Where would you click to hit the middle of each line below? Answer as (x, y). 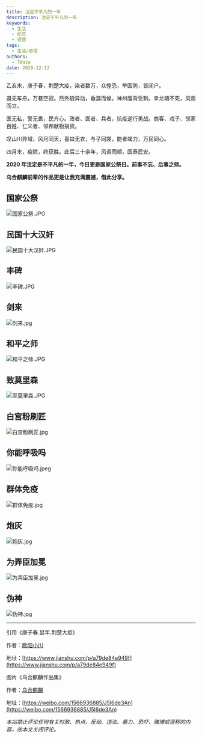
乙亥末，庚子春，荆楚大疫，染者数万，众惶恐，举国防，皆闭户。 (85, 85)
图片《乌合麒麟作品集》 (35, 677)
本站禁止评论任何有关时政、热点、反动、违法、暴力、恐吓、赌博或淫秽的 (96, 722)
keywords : (19, 23)
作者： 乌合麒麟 (25, 690)
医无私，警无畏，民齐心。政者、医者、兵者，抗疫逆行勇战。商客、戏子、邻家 (101, 118)
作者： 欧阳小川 (25, 645)
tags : (13, 46)
